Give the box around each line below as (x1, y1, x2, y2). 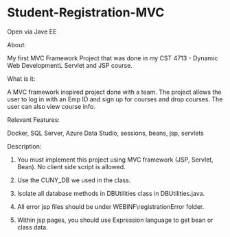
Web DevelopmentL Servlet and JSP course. (7, 61, 133, 69)
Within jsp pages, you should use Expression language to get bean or (16, 216, 214, 224)
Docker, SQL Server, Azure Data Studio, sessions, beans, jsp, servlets (7, 129, 204, 137)
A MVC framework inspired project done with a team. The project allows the (7, 88, 222, 96)
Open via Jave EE (7, 27, 57, 36)
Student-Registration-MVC (7, 5, 165, 21)
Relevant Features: (7, 115, 60, 124)
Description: (7, 142, 42, 150)
